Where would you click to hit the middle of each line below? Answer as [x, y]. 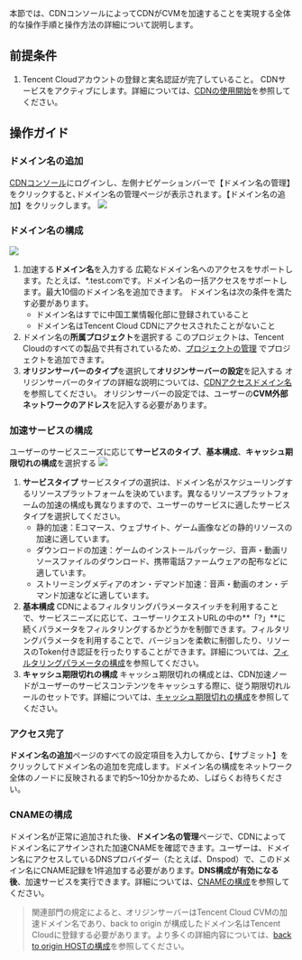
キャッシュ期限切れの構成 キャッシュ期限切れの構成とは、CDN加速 [147, 674]
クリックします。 [64, 205]
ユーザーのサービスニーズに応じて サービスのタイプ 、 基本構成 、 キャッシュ [147, 452]
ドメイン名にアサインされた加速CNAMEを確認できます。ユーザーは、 [138, 847]
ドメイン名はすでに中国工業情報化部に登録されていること [142, 314]
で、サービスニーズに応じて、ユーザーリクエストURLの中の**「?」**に [154, 618]
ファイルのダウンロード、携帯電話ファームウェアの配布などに [174, 561]
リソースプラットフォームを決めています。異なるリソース [136, 494]
